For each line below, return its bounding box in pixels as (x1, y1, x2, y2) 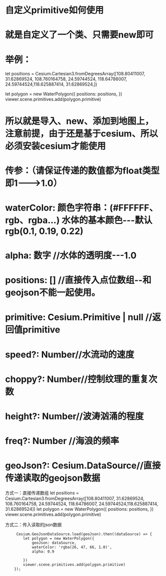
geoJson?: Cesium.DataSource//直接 (5, 460, 161, 471)
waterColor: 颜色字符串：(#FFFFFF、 (5, 202, 158, 213)
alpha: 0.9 (31, 549, 55, 554)
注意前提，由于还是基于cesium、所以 (5, 128, 158, 139)
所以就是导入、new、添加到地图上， (5, 115, 154, 127)
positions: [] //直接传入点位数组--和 (5, 275, 152, 286)
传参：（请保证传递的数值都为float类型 (5, 165, 160, 176)
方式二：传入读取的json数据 (5, 522, 62, 528)
